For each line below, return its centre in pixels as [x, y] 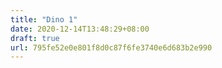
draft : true [35, 38]
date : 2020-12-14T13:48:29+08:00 [80, 29]
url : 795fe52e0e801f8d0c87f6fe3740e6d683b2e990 [111, 47]
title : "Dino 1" [44, 19]
